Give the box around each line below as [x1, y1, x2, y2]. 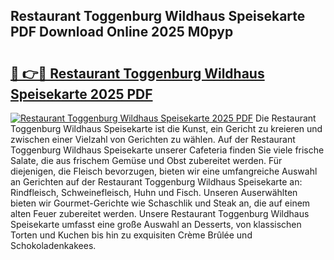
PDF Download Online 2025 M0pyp [10, 24, 234, 41]
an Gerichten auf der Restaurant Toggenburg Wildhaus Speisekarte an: [10, 176, 303, 188]
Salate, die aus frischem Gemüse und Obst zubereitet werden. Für [10, 155, 283, 166]
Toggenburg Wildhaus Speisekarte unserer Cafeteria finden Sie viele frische [10, 144, 325, 156]
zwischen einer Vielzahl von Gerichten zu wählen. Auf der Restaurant [10, 134, 296, 145]
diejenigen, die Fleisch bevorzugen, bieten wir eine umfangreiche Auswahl [10, 165, 318, 177]
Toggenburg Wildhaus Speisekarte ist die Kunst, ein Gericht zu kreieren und [10, 123, 323, 134]
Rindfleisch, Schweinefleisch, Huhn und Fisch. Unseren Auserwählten [10, 187, 298, 198]
